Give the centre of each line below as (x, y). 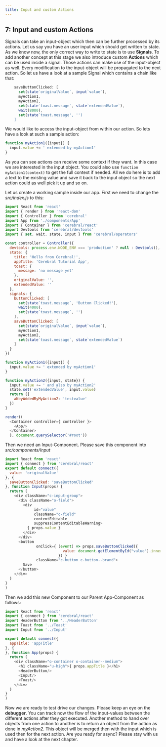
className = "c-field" (55, 514)
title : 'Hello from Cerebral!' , (47, 257)
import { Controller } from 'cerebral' (46, 216)
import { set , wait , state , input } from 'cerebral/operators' (72, 234)
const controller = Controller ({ (40, 243)
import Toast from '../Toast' (36, 625)
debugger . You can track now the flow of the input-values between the (78, 713)
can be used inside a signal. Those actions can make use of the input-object (83, 63)
